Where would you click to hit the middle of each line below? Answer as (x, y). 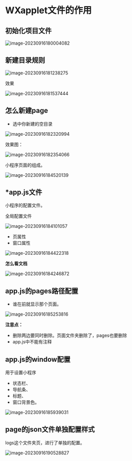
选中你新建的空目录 (32, 124)
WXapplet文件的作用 (49, 10)
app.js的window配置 (38, 359)
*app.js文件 (24, 192)
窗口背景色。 (26, 402)
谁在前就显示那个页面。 (37, 304)
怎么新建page (27, 111)
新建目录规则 (25, 61)
